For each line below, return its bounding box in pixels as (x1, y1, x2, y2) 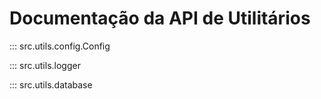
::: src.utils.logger (9, 59, 81, 71)
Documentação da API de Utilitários (9, 7, 311, 30)
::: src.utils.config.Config (9, 40, 111, 52)
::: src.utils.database (9, 78, 93, 91)
